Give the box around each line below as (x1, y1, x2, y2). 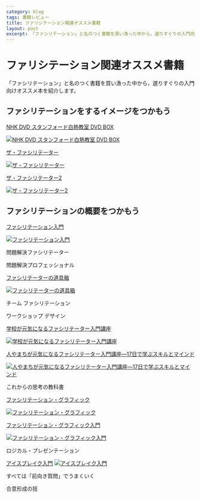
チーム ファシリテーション (6, 299, 71, 306)
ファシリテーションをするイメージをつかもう (6, 106, 171, 117)
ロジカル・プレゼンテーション (6, 447, 80, 454)
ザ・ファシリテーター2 (6, 174, 62, 181)
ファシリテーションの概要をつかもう (6, 206, 139, 216)
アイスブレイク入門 (6, 459, 53, 467)
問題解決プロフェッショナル (6, 261, 75, 268)
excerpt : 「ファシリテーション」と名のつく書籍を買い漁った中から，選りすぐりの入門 (6, 31, 190, 37)
